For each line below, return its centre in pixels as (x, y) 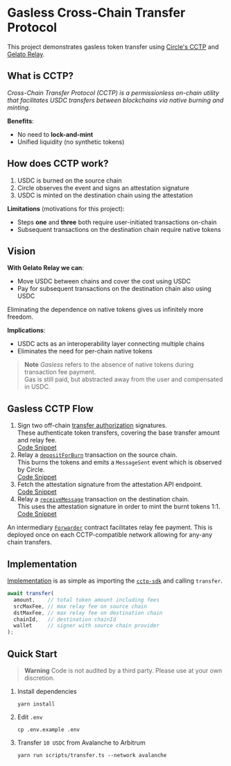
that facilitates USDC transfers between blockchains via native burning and (115, 100)
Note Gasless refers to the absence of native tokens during (109, 365)
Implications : (26, 331)
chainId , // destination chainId (65, 619)
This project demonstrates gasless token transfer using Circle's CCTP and (113, 47)
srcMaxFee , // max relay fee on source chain (80, 606)
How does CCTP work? (58, 164)
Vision (22, 251)
